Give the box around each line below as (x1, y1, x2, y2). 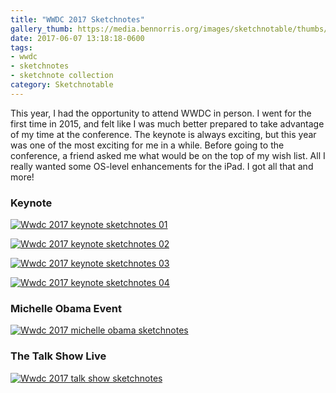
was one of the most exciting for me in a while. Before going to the (10, 139, 285, 151)
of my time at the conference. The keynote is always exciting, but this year (10, 128, 317, 140)
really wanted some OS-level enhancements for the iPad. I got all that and (10, 160, 314, 172)
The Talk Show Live (10, 349, 107, 363)
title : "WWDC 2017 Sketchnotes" (10, 14, 145, 25)
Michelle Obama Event (10, 301, 122, 315)
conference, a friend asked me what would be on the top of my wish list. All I (10, 149, 326, 161)
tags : (10, 42, 33, 53)
